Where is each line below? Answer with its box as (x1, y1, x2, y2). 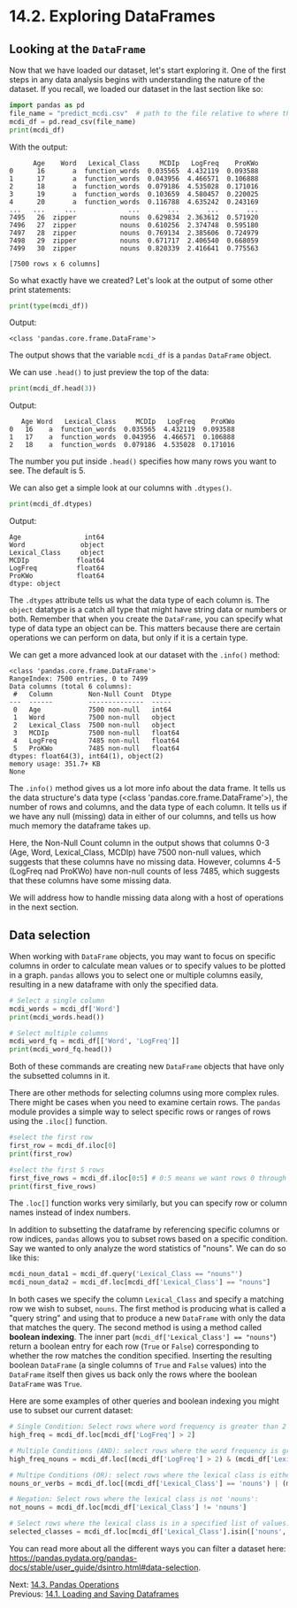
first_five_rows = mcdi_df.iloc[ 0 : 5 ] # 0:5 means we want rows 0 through (9, 1173, 287, 1182)
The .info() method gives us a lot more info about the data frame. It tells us (9, 783, 286, 794)
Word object (9, 541, 104, 550)
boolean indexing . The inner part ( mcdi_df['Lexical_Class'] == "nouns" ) (9, 1332, 277, 1343)
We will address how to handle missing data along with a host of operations (9, 892, 285, 904)
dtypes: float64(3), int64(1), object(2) (9, 752, 164, 761)
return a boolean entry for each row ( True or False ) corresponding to (9, 1341, 259, 1351)
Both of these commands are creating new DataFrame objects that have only (9, 1061, 285, 1072)
